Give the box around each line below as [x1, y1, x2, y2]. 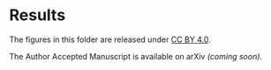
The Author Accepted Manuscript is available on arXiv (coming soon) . [9, 51, 263, 61]
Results [9, 5, 66, 25]
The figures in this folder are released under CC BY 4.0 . [9, 34, 212, 45]
